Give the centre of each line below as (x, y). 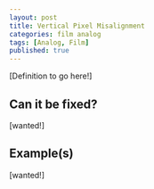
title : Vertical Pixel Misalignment (77, 26)
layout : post (33, 17)
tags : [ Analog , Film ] (49, 42)
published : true (39, 51)
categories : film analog (55, 34)
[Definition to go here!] (51, 76)
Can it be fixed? (53, 104)
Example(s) (41, 154)
